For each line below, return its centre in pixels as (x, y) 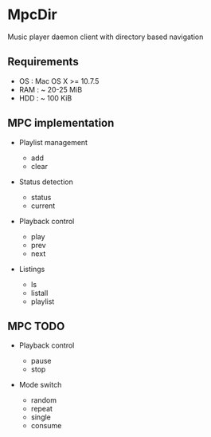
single (41, 417)
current (43, 206)
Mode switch (40, 385)
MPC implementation (61, 123)
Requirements (43, 62)
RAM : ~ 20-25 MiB (51, 89)
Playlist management (53, 142)
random (44, 400)
